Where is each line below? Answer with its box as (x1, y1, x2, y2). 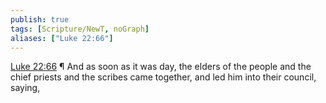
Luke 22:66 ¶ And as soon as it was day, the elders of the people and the (10, 61, 312, 73)
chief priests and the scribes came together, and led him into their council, (10, 71, 317, 83)
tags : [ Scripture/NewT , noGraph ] (10, 24, 150, 34)
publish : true (10, 14, 70, 25)
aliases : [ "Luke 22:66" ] (10, 33, 114, 43)
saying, (10, 82, 41, 94)
